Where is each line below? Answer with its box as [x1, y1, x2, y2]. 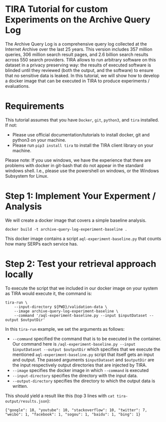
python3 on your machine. [12, 137, 66, 143]
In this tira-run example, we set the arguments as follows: [5, 326, 125, 332]
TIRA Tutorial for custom [5, 3, 108, 15]
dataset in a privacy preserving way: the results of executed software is [5, 62, 151, 68]
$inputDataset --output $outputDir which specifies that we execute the [12, 346, 161, 352]
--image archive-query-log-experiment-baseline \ [14, 308, 119, 313]
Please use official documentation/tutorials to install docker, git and [12, 131, 150, 137]
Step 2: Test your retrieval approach [5, 258, 157, 269]
